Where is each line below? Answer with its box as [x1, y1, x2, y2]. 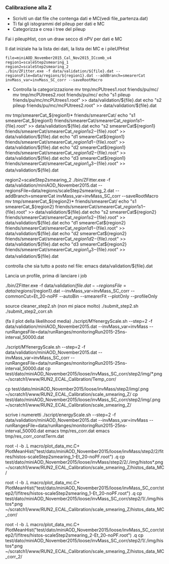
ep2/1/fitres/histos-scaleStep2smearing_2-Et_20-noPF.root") [5, 532, 132, 538]
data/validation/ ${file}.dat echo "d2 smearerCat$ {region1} [5, 144, 126, 150]
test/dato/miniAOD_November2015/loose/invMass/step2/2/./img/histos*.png [5, 459, 163, 465]
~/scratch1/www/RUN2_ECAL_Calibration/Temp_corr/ [5, 376, 117, 382]
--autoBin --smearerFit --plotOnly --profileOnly [59, 293, 158, 299]
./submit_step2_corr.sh [5, 308, 53, 314]
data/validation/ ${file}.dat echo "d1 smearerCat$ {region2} [5, 220, 126, 226]
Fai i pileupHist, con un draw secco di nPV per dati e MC [5, 36, 123, 42]
